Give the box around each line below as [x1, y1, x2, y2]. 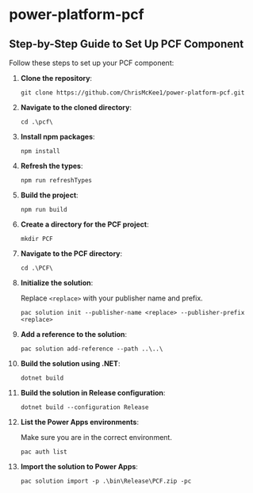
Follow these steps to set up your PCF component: [9, 58, 174, 67]
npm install [20, 147, 60, 155]
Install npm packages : [20, 132, 95, 141]
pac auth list [20, 448, 67, 456]
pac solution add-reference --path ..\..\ [20, 345, 163, 353]
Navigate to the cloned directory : [20, 103, 132, 112]
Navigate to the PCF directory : [20, 249, 123, 258]
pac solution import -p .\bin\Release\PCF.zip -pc [20, 477, 192, 485]
